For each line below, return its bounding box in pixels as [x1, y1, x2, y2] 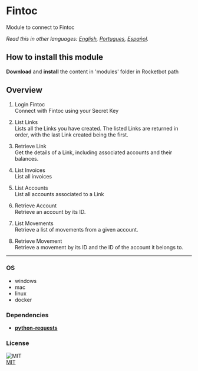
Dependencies [6, 311, 49, 319]
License [6, 339, 29, 347]
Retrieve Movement [14, 237, 62, 245]
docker [14, 296, 32, 303]
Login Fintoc [14, 100, 45, 108]
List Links [14, 118, 38, 125]
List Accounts [14, 184, 48, 191]
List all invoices [14, 173, 52, 180]
